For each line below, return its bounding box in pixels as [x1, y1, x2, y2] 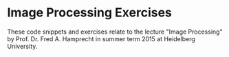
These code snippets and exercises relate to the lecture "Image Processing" [7, 27, 223, 36]
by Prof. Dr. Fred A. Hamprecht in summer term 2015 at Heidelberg [7, 34, 196, 43]
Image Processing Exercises [7, 5, 172, 21]
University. [7, 42, 38, 50]
